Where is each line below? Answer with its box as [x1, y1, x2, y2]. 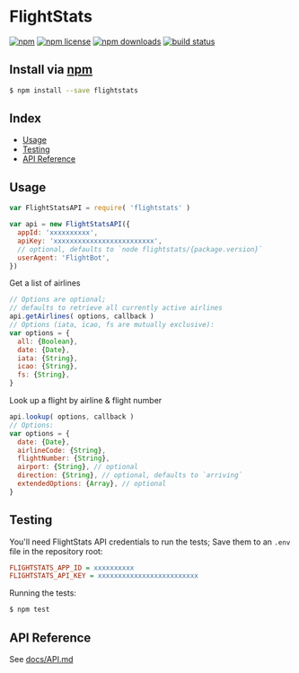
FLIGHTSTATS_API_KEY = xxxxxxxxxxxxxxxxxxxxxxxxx [9, 571, 199, 580]
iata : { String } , [17, 353, 78, 363]
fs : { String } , [17, 370, 70, 379]
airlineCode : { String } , [17, 446, 106, 455]
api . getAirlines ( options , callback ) [9, 312, 154, 321]
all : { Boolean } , [17, 337, 78, 346]
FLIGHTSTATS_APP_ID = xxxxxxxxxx [9, 563, 135, 572]
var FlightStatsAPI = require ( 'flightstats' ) [9, 204, 191, 213]
